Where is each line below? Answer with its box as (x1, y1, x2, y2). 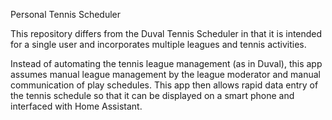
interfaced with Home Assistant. (10, 100, 143, 112)
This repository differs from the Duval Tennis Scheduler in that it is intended (10, 28, 323, 39)
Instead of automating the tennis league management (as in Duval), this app (10, 58, 323, 69)
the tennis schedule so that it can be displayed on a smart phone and (10, 90, 295, 101)
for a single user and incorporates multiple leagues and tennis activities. (10, 39, 307, 50)
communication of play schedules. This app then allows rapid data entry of (10, 79, 319, 91)
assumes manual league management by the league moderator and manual (10, 69, 321, 80)
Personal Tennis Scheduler (10, 9, 122, 20)
